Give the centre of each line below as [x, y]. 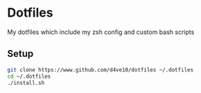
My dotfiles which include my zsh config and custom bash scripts [101, 32]
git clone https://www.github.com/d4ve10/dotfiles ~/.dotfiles [101, 70]
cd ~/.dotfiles [29, 76]
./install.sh [26, 83]
